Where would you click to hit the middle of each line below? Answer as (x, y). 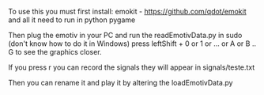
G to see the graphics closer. (55, 52)
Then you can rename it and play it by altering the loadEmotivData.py (121, 83)
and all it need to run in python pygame (72, 20)
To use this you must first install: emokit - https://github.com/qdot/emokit (127, 11)
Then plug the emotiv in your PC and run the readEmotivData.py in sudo (125, 35)
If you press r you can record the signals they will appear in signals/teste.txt (132, 67)
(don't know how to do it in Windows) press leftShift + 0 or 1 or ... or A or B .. (132, 44)
